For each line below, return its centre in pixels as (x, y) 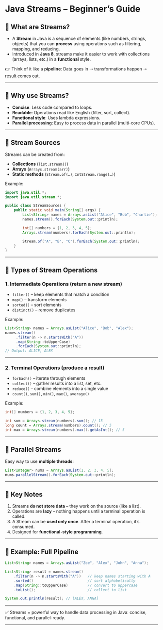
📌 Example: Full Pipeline (42, 552)
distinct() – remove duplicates (44, 310)
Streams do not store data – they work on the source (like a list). (76, 506)
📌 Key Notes (24, 494)
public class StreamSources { (36, 206)
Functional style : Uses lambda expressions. (56, 118)
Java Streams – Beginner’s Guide (73, 9)
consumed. (23, 527)
